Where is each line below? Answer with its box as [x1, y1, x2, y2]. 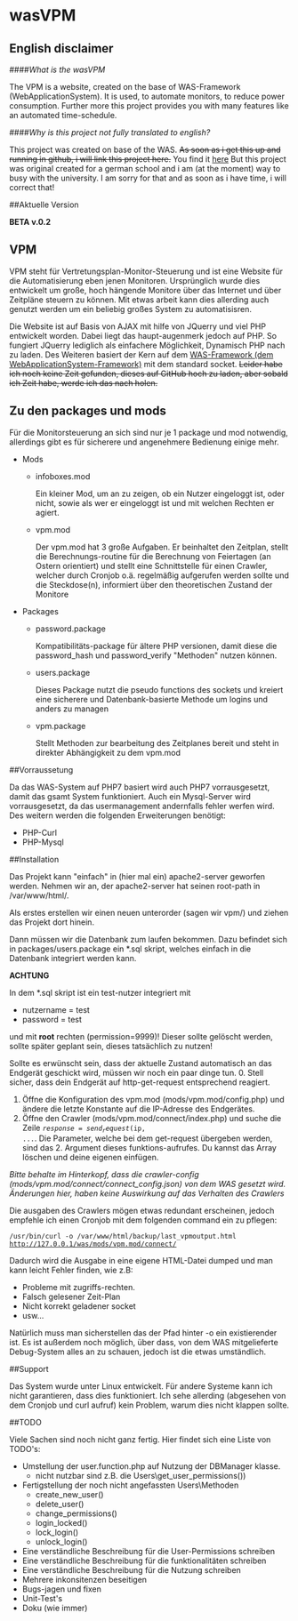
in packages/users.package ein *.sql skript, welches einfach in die [9, 943, 252, 954]
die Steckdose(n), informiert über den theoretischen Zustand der [35, 579, 273, 590]
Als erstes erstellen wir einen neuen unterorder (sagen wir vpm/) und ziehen [9, 907, 289, 918]
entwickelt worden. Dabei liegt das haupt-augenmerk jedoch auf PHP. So [9, 330, 278, 341]
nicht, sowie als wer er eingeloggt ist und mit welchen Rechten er [35, 497, 275, 508]
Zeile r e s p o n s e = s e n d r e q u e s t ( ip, [21, 1122, 146, 1134]
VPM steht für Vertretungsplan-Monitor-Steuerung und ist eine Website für [9, 266, 283, 277]
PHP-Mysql [21, 837, 64, 847]
